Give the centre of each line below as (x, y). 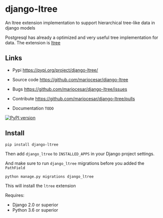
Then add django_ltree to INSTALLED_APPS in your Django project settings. (80, 154)
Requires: (15, 195)
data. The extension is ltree (33, 42)
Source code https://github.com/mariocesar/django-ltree (70, 79)
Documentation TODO (33, 108)
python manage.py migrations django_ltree (49, 176)
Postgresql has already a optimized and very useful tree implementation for (82, 37)
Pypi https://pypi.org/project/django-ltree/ (55, 70)
